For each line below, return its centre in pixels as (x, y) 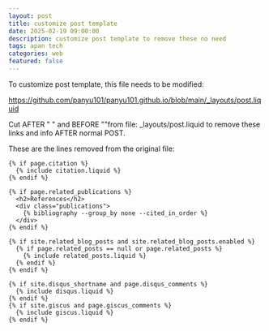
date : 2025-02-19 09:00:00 (54, 31)
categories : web (36, 54)
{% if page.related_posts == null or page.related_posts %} (119, 248)
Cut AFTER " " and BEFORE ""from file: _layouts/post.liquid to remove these (134, 124)
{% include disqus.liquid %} (65, 291)
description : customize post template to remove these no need (117, 39)
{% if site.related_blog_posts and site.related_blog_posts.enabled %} (132, 241)
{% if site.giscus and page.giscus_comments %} (90, 305)
